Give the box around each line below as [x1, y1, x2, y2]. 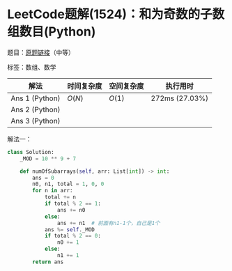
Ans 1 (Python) [10, 93, 61, 103]
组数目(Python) [7, 24, 96, 40]
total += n [44, 194, 77, 201]
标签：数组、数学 [7, 63, 56, 71]
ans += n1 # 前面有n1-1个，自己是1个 [56, 219, 160, 226]
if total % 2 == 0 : [44, 233, 101, 240]
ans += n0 [56, 206, 86, 213]
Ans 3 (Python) [10, 116, 61, 125]
